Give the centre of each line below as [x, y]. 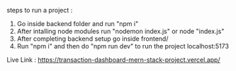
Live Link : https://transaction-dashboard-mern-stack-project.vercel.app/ [113, 60]
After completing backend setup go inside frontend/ [92, 39]
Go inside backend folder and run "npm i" [78, 24]
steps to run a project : [40, 10]
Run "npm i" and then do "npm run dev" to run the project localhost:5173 [123, 46]
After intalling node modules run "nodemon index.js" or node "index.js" [120, 31]
